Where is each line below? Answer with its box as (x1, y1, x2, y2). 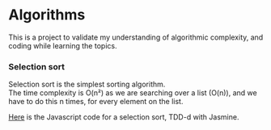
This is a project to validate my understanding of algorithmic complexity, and (8, 32, 264, 42)
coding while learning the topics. (8, 40, 117, 50)
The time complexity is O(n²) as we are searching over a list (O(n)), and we (8, 88, 257, 98)
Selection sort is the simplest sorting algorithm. (8, 79, 166, 90)
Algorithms (8, 6, 86, 24)
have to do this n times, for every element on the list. (8, 97, 184, 107)
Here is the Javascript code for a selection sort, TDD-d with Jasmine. (8, 112, 239, 122)
